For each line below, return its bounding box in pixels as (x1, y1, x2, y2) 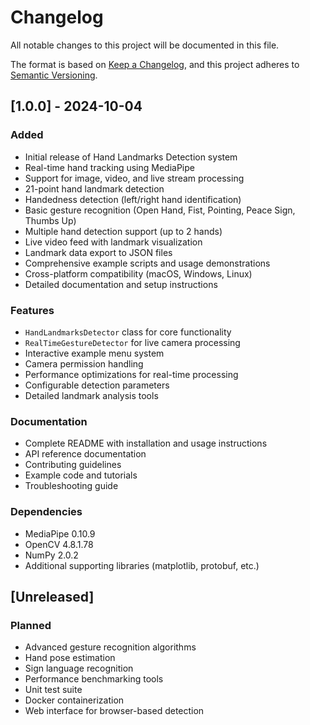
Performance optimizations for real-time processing (24, 368, 239, 380)
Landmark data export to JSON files (24, 246, 173, 258)
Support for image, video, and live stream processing (24, 172, 245, 184)
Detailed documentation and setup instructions (24, 278, 218, 290)
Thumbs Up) (24, 214, 77, 226)
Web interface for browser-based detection (24, 705, 205, 717)
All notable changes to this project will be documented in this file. (10, 39, 280, 51)
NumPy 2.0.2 (24, 549, 79, 561)
